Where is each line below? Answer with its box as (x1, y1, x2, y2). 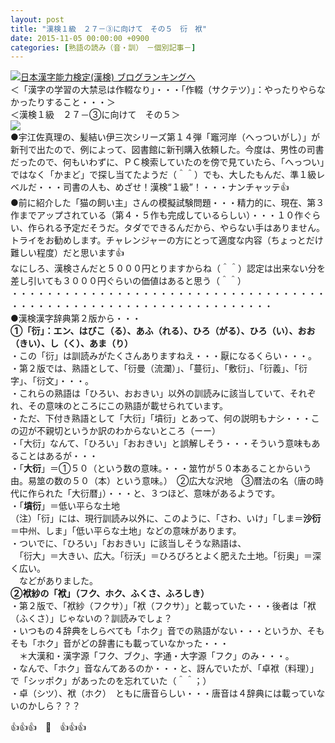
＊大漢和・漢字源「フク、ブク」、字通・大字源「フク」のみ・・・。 (18, 650, 295, 662)
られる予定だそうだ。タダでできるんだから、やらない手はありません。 (36, 222, 325, 234)
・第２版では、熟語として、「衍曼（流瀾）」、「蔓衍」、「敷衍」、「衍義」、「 (10, 362, 299, 375)
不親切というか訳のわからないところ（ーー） (36, 425, 221, 437)
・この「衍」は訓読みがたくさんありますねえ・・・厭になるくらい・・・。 (10, 350, 317, 362)
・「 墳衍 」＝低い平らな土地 (10, 500, 120, 512)
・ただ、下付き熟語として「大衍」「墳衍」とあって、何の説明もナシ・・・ (10, 412, 312, 425)
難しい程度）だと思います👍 (10, 247, 125, 259)
